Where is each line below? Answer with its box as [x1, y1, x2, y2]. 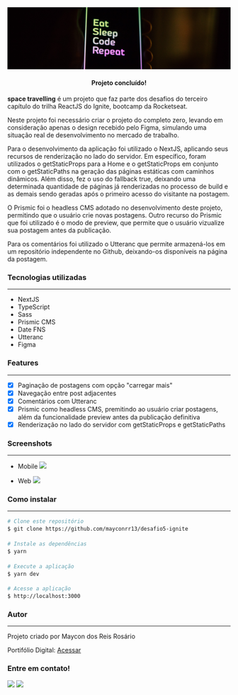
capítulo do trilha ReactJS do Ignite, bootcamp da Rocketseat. [7, 102, 188, 111]
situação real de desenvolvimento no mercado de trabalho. [7, 130, 179, 139]
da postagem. [7, 254, 48, 263]
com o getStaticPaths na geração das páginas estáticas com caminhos [7, 166, 215, 176]
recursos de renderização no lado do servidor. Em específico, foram [7, 152, 207, 160]
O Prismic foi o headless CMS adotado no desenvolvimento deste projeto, [7, 203, 223, 212]
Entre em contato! [7, 664, 71, 674]
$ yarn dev [7, 570, 40, 577]
